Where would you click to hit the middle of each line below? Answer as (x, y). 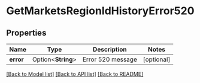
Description (110, 50)
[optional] (157, 59)
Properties (26, 33)
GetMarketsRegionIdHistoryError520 (100, 11)
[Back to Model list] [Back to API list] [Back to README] (75, 74)
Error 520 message (110, 59)
